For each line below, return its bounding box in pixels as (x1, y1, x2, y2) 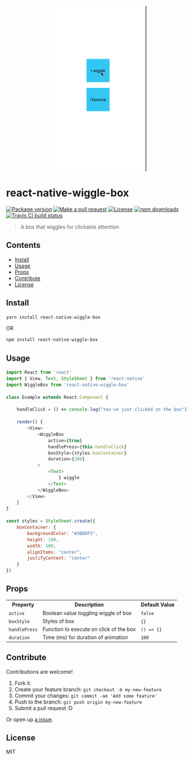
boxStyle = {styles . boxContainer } (47, 450, 127, 456)
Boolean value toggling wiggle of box (42, 609, 132, 616)
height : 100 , (27, 537, 59, 543)
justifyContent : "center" (27, 555, 91, 561)
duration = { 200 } (47, 456, 85, 462)
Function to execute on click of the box (42, 626, 136, 633)
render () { (16, 419, 43, 425)
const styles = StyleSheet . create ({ (6, 518, 95, 524)
